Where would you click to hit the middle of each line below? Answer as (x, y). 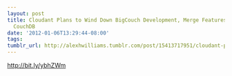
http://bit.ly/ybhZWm (37, 65)
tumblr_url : (24, 46)
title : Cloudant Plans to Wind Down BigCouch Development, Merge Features (117, 20)
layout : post (26, 13)
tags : (15, 39)
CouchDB (25, 26)
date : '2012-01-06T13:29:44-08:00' (58, 33)
